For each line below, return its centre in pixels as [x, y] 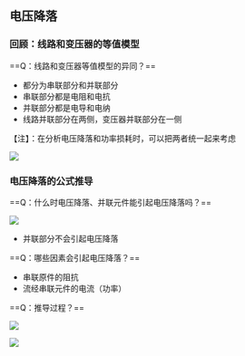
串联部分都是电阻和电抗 [66, 96]
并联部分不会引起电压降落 [70, 238]
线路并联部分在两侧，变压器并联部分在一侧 [102, 119]
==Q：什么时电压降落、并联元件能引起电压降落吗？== [110, 202]
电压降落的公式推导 [51, 181]
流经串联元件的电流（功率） [74, 288]
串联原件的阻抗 [50, 277]
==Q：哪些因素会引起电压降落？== [75, 257]
